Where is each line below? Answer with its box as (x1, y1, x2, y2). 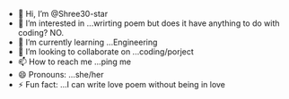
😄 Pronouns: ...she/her (17, 70, 104, 79)
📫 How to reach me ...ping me (17, 56, 132, 67)
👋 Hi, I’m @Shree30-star (17, 9, 109, 19)
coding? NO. (17, 28, 65, 37)
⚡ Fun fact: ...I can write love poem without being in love (17, 79, 226, 89)
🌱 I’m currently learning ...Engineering (17, 37, 158, 47)
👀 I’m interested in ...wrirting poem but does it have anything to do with (17, 18, 280, 29)
